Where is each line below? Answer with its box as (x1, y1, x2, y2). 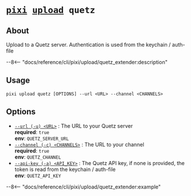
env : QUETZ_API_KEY (14, 171, 61, 179)
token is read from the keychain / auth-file (14, 166, 116, 173)
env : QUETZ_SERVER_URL (14, 135, 69, 142)
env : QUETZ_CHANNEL (14, 153, 61, 160)
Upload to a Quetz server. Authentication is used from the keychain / (6, 41, 171, 48)
